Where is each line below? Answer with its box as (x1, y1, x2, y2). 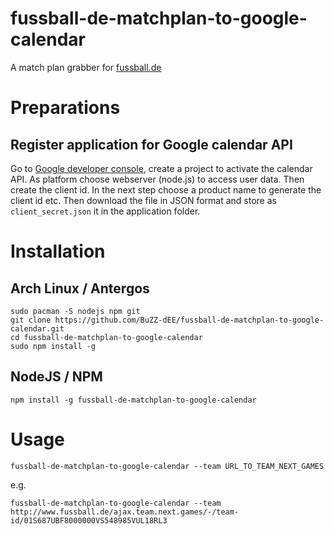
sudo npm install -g (10, 341, 97, 351)
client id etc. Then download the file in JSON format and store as (10, 194, 277, 206)
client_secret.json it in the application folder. (10, 205, 201, 217)
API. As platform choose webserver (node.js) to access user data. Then (10, 173, 305, 185)
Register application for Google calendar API (10, 136, 293, 153)
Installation (10, 240, 106, 263)
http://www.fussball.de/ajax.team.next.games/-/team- (10, 507, 240, 517)
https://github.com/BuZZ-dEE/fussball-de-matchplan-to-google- (54, 315, 325, 325)
